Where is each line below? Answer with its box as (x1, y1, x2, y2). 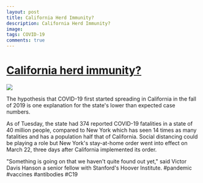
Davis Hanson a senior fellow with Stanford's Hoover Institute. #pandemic (6, 164, 193, 171)
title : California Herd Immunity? (6, 15, 95, 21)
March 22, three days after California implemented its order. (6, 146, 157, 153)
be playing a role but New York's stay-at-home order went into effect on (6, 139, 188, 146)
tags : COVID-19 (6, 32, 45, 38)
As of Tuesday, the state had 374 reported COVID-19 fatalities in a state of (6, 120, 193, 127)
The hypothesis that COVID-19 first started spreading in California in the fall (6, 95, 197, 102)
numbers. (6, 108, 31, 115)
